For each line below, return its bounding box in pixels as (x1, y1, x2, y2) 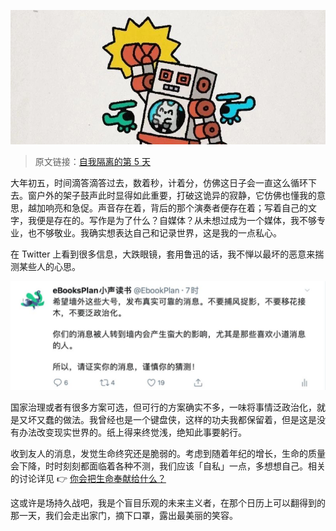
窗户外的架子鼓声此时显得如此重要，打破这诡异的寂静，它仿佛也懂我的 (27, 189, 317, 201)
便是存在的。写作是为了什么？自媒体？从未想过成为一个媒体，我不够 (36, 214, 317, 226)
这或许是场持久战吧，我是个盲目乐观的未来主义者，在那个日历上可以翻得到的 (10, 497, 326, 509)
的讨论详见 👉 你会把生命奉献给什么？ (10, 473, 167, 485)
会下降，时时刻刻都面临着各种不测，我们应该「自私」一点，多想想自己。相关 (10, 460, 326, 472)
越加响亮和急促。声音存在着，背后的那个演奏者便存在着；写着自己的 (27, 201, 308, 214)
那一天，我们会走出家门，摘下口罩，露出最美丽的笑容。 (10, 510, 238, 522)
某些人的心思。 (18, 260, 81, 272)
